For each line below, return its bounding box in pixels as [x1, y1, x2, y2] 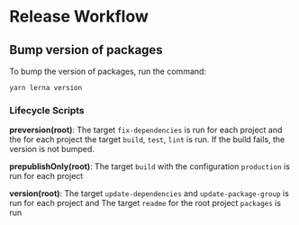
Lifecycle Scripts [9, 103, 85, 116]
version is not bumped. [9, 144, 95, 155]
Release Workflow [9, 6, 149, 27]
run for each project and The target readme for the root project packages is [9, 198, 282, 209]
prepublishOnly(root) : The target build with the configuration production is [9, 161, 291, 172]
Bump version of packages [9, 42, 164, 58]
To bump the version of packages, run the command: [9, 66, 207, 76]
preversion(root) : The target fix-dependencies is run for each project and [9, 124, 283, 136]
